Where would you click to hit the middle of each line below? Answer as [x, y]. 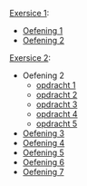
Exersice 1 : [29, 13]
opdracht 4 [57, 114]
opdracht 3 [57, 104]
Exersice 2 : [30, 58]
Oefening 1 [43, 30]
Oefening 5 [43, 152]
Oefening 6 [43, 162]
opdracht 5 [57, 123]
